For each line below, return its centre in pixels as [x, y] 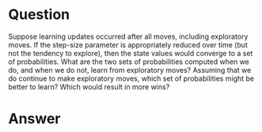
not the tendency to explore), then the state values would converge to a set [131, 53]
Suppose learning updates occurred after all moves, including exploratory [128, 36]
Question [39, 15]
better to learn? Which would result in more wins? [89, 87]
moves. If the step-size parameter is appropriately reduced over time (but [128, 44]
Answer [34, 119]
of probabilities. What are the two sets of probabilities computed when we [129, 62]
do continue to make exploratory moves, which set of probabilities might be [131, 78]
